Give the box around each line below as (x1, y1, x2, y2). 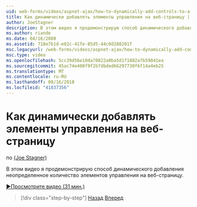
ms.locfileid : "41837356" (6, 85, 69, 91)
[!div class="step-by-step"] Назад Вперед (20, 194, 124, 201)
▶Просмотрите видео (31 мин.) (6, 182, 85, 190)
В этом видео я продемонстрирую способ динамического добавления (6, 165, 184, 172)
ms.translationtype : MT (6, 68, 64, 74)
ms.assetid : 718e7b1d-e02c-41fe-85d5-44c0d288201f (6, 42, 133, 47)
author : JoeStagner (6, 19, 54, 25)
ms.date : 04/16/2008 (6, 36, 57, 42)
